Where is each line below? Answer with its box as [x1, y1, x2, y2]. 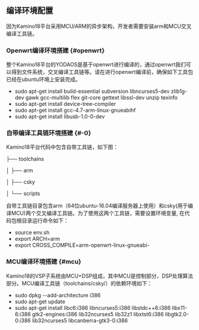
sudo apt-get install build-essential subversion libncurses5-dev [14, 88, 170, 95]
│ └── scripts [6, 190, 40, 197]
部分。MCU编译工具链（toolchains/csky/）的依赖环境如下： [6, 279, 153, 287]
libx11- [172, 304, 188, 311]
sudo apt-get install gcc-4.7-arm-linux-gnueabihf [14, 106, 136, 114]
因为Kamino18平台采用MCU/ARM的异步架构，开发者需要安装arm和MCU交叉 [6, 23, 192, 30]
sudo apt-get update [14, 298, 65, 305]
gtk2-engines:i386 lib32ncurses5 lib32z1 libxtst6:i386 [31, 310, 165, 318]
